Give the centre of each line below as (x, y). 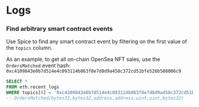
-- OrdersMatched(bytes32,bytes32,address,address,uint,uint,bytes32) (95, 98)
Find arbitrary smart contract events (60, 29)
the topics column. (29, 48)
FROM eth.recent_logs (33, 87)
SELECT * (17, 82)
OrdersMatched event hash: (38, 66)
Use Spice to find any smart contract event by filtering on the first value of (97, 41)
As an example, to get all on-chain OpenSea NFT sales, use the (83, 59)
